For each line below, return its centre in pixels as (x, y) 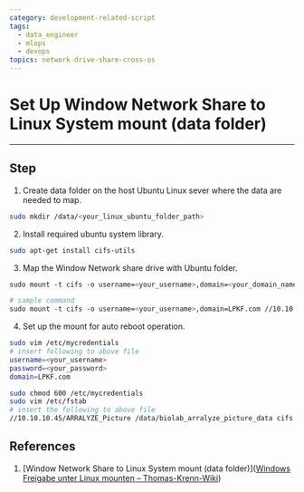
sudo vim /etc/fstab (48, 401)
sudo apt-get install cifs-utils (72, 250)
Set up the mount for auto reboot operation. (104, 326)
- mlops (32, 43)
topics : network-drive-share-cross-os (82, 60)
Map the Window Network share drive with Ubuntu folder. (130, 267)
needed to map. (52, 199)
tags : (19, 26)
